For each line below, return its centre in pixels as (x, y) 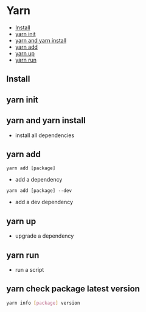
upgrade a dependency (44, 236)
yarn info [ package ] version (43, 303)
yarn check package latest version (73, 289)
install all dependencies (45, 135)
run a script (30, 269)
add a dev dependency (44, 202)
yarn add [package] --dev (39, 191)
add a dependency (39, 180)
